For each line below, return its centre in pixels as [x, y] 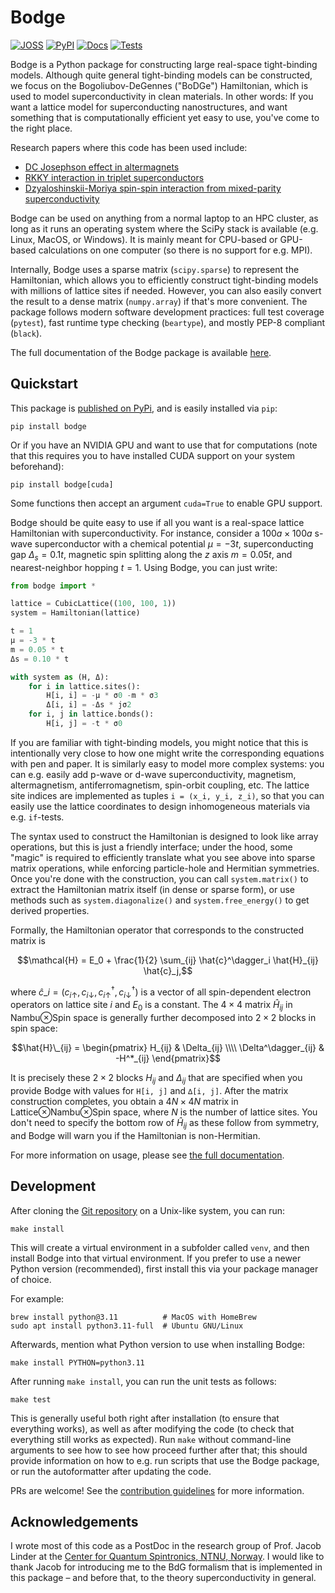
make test [31, 1399]
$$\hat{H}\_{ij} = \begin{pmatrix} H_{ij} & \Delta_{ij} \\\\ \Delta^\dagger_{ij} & [168, 1048]
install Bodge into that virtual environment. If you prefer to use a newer [156, 1258]
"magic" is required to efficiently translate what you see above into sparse [163, 857]
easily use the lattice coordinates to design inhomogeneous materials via [160, 806]
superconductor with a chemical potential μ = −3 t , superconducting [174, 543]
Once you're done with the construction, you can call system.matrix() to [159, 878]
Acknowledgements [74, 1521]
